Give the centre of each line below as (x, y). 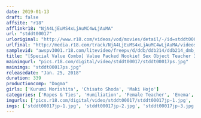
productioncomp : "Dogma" (37, 84)
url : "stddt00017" (29, 34)
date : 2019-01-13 (28, 12)
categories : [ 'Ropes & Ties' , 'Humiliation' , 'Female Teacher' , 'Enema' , (100, 95)
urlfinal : (19, 45)
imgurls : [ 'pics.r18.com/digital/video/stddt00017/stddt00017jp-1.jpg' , (99, 100)
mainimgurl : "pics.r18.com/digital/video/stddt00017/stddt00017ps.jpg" (97, 61)
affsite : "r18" (25, 23)
